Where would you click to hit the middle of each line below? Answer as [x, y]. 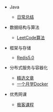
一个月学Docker [32, 84]
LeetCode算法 [31, 38]
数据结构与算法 [24, 27]
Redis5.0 [26, 57]
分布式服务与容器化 [29, 68]
